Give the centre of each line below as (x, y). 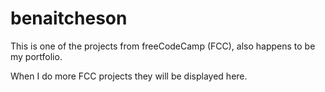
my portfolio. (36, 56)
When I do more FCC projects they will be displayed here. (129, 76)
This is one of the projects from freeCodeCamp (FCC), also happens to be (163, 46)
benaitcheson (69, 18)
